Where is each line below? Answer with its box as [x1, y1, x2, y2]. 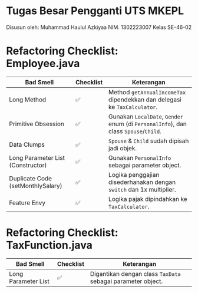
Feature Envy [9, 199, 46, 207]
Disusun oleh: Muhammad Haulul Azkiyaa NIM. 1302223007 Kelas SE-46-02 [6, 24, 192, 31]
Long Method [9, 96, 47, 104]
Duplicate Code [9, 174, 52, 182]
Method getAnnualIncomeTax [108, 88, 186, 96]
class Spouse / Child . [108, 127, 162, 135]
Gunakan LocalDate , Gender [108, 112, 184, 120]
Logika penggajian [108, 170, 160, 179]
